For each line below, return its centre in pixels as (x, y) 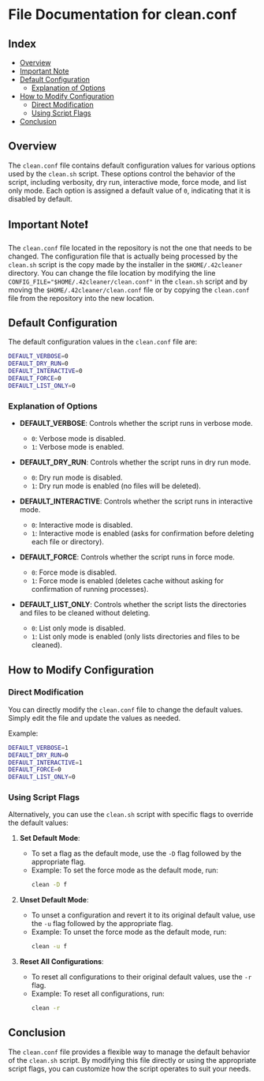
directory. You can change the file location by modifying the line (112, 273)
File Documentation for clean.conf (123, 15)
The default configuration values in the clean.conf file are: (103, 342)
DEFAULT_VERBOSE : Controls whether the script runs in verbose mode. (136, 424)
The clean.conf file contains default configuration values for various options (132, 165)
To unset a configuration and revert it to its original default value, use (143, 915)
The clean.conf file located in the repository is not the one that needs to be (130, 247)
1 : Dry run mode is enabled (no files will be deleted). (116, 486)
